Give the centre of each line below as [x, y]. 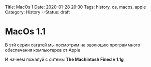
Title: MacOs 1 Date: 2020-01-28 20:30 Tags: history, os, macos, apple [75, 7]
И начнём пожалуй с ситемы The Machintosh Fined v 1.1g [64, 59]
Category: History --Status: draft [38, 12]
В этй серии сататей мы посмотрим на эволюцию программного [73, 45]
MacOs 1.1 [25, 32]
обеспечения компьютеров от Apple [43, 50]
